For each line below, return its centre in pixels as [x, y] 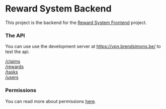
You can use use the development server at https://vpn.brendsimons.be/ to [83, 46]
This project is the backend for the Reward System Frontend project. [76, 22]
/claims [13, 61]
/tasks [12, 72]
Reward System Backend [58, 9]
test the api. [18, 52]
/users [12, 77]
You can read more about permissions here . [51, 101]
